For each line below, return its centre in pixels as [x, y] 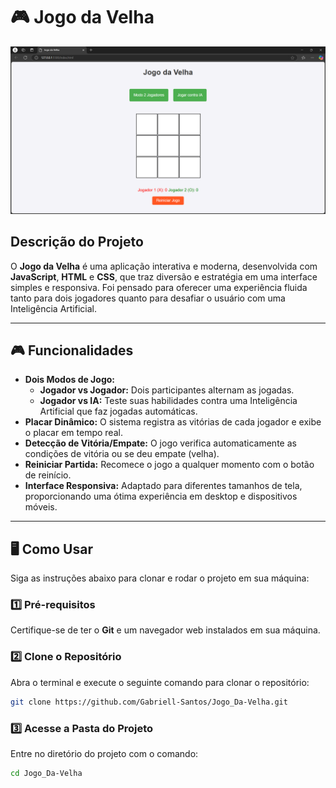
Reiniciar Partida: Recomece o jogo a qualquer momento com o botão [169, 465]
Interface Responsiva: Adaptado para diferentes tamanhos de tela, [163, 486]
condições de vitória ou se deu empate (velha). [122, 454]
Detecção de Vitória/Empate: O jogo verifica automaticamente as [160, 443]
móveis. [41, 507]
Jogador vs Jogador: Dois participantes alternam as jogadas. [167, 390]
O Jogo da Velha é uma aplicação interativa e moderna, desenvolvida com [164, 266]
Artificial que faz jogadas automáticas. [118, 411]
